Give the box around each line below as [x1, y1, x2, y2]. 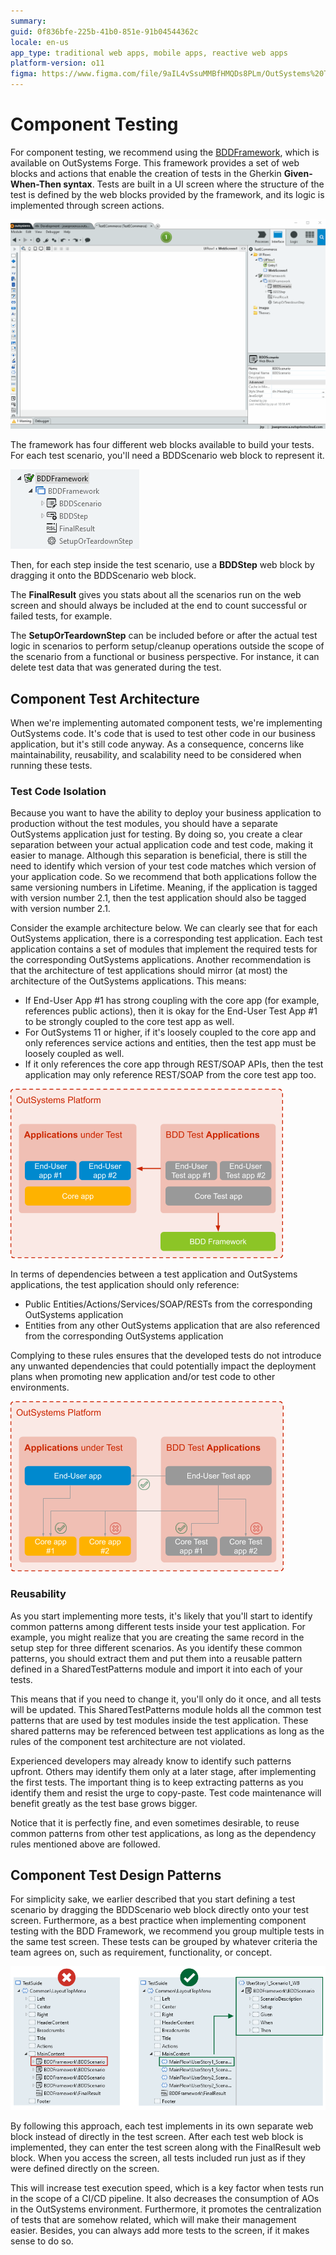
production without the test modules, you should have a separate [10, 818, 278, 830]
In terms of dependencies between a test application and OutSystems [10, 1268, 298, 1280]
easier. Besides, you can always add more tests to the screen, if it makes [10, 2225, 310, 2237]
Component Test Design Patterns [10, 1866, 222, 1884]
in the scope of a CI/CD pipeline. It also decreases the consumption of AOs [10, 2193, 320, 2205]
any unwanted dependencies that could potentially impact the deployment [10, 1360, 317, 1372]
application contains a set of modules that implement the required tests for [10, 943, 318, 955]
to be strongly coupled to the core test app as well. [24, 1016, 235, 1028]
